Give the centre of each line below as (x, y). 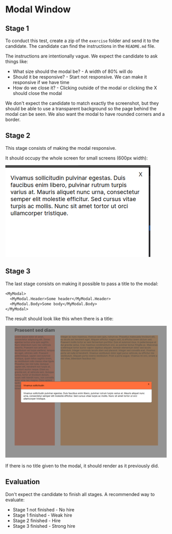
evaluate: (15, 500)
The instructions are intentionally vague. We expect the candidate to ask (81, 56)
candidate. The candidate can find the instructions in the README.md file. (80, 46)
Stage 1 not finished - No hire (44, 509)
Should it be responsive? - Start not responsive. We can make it (80, 77)
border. (13, 120)
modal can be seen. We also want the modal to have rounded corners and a (85, 114)
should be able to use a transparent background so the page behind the (81, 108)
